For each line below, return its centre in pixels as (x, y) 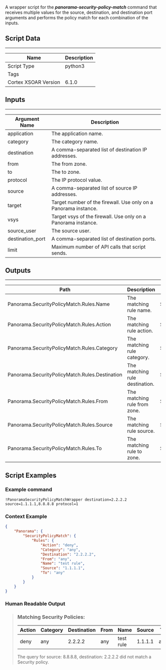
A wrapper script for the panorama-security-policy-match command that (81, 7)
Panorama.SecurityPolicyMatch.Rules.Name (59, 304)
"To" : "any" (53, 573)
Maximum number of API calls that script (98, 247)
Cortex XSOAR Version (34, 82)
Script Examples (31, 475)
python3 (75, 66)
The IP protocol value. (77, 180)
